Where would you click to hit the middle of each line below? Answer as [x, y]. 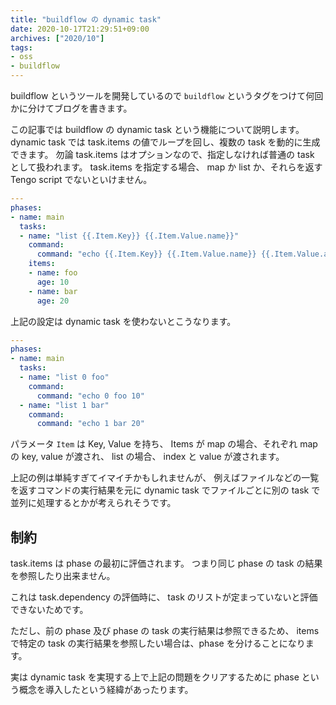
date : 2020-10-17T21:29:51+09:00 [80, 29]
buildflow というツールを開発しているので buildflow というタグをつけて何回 [167, 95]
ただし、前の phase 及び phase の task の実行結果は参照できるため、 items [165, 631]
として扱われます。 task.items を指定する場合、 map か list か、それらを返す [166, 167]
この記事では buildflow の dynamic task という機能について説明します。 [157, 129]
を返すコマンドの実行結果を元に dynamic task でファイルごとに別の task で [165, 490]
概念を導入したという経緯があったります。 [106, 690]
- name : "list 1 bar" [64, 405]
